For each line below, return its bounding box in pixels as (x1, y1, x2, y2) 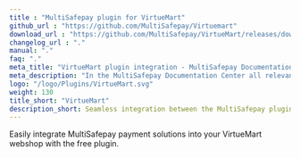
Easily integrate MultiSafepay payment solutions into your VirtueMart (9, 129, 262, 139)
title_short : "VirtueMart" (9, 96, 110, 105)
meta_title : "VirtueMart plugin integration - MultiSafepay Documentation (9, 63, 294, 72)
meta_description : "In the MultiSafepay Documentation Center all (9, 71, 262, 80)
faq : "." (9, 54, 42, 63)
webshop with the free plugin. (9, 138, 120, 149)
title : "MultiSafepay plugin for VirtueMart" (9, 12, 186, 22)
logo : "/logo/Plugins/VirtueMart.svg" (9, 79, 154, 88)
